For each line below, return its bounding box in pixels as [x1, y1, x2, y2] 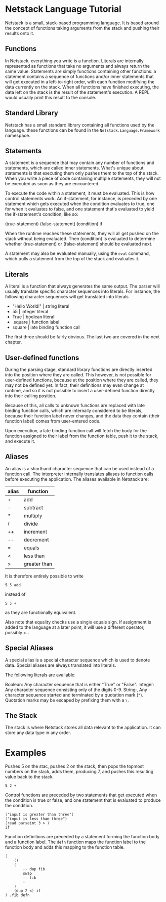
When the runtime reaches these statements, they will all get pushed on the [5, 231, 159, 237]
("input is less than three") [5, 817, 68, 821]
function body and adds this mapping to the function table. [5, 844, 125, 850]
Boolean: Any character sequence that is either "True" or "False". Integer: [5, 681, 155, 687]
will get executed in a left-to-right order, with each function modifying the [5, 79, 155, 84]
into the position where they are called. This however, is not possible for [5, 372, 152, 377]
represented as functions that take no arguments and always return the [5, 63, 150, 69]
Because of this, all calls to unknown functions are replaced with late [5, 403, 145, 408]
